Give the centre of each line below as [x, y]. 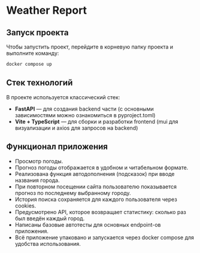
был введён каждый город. [50, 218]
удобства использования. [48, 243]
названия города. [37, 180]
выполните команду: [33, 53]
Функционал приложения [57, 147]
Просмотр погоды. [39, 161]
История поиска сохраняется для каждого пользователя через [96, 199]
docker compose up [29, 64]
